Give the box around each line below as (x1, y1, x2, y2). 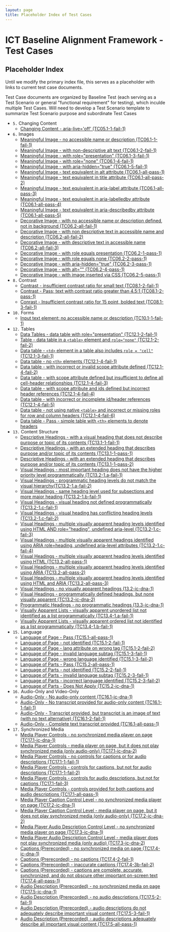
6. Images (12, 131, 35, 137)
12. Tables (12, 325, 35, 332)
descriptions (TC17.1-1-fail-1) (20, 758, 80, 764)
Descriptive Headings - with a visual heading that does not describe (20, 434, 162, 440)
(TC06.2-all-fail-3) (20, 244, 59, 251)
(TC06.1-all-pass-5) (20, 212, 61, 218)
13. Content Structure (12, 428, 58, 434)
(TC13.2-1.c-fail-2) (20, 515, 59, 521)
